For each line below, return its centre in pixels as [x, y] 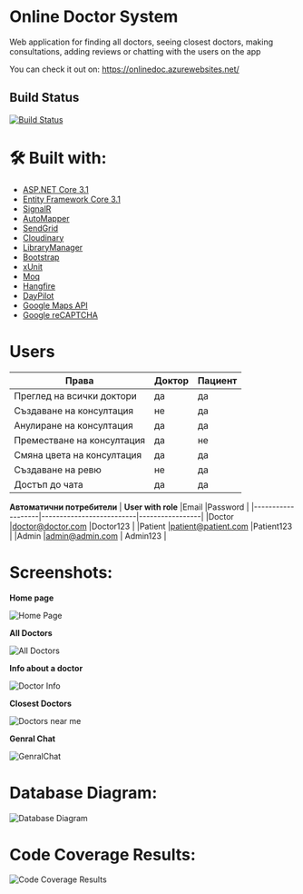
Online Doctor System [94, 17]
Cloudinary [43, 237]
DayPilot [38, 295]
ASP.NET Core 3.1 [55, 189]
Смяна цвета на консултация [78, 454]
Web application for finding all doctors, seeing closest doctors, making [142, 42]
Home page [32, 598]
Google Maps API [55, 305]
